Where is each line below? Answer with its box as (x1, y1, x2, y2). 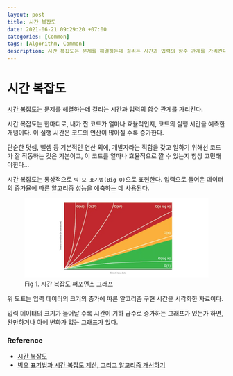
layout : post (7, 11, 45, 18)
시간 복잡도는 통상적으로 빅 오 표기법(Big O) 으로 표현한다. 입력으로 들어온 (7, 175, 205, 183)
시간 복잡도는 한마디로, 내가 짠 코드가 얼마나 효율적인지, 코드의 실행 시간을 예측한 (7, 119, 225, 128)
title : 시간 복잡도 (7, 18, 56, 26)
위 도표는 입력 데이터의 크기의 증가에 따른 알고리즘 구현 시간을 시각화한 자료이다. (7, 294, 224, 302)
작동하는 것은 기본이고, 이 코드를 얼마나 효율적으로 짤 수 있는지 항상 (21, 151, 203, 160)
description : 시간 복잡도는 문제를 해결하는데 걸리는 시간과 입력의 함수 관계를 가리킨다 (7, 48, 227, 55)
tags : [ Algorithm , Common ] (7, 40, 85, 48)
